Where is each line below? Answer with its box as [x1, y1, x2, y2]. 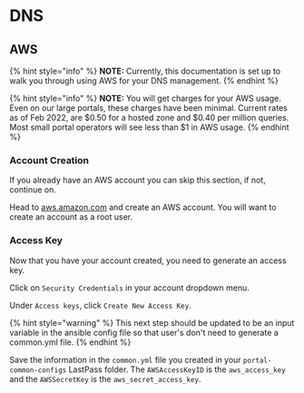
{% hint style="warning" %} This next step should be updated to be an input [9, 317, 295, 328]
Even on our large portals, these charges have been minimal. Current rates [9, 103, 288, 113]
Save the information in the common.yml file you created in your [9, 354, 242, 365]
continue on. [9, 184, 56, 195]
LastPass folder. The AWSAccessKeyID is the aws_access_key [68, 364, 286, 375]
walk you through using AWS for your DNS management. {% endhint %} [9, 75, 279, 86]
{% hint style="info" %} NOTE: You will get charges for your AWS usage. [9, 93, 281, 103]
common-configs [9, 365, 67, 375]
